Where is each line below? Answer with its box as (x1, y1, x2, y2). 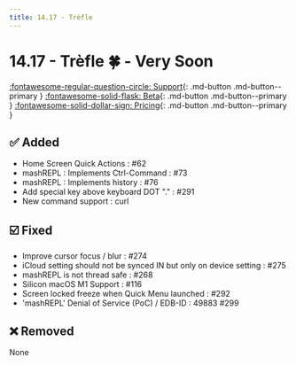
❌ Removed (9, 323, 74, 338)
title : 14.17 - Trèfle (9, 12, 93, 22)
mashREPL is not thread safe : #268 (21, 269, 153, 280)
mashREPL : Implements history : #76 (21, 177, 159, 188)
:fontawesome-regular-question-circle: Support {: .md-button (9, 81, 232, 91)
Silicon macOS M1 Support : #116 (21, 279, 143, 290)
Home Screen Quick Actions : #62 (21, 159, 147, 169)
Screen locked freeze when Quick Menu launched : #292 (21, 289, 230, 299)
